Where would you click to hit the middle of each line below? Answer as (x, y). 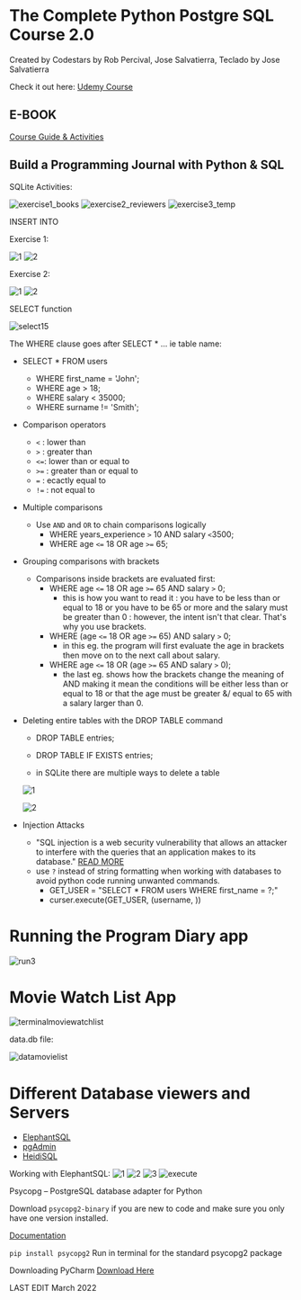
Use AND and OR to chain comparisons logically (121, 524)
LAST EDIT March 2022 (53, 1288)
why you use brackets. (104, 626)
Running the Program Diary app (129, 936)
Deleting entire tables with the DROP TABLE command (122, 720)
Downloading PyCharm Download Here (82, 1270)
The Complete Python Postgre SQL (142, 16)
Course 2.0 (52, 35)
